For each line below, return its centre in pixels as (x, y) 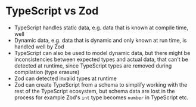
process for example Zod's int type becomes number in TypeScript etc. (101, 97)
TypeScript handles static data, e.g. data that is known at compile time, (101, 27)
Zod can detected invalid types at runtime (65, 78)
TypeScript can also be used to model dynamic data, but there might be (102, 53)
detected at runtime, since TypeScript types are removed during (93, 65)
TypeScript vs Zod (52, 11)
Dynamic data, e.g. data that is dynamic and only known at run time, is (100, 40)
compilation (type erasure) (47, 72)
